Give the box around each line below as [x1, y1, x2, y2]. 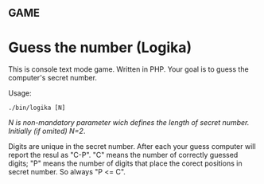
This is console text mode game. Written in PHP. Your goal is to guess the [8, 65, 249, 74]
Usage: [8, 88, 32, 98]
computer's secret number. [8, 73, 98, 83]
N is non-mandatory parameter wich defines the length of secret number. [8, 118, 250, 127]
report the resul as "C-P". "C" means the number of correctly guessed [8, 151, 239, 160]
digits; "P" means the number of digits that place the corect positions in [8, 159, 243, 168]
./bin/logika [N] [8, 104, 66, 112]
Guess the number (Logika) [8, 38, 192, 57]
